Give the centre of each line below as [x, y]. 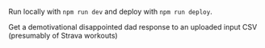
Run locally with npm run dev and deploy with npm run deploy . [110, 12]
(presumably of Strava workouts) [63, 36]
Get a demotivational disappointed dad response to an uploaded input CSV [133, 27]
